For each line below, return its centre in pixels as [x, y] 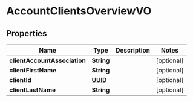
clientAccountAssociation [47, 60]
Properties [27, 33]
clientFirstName [33, 70]
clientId [21, 80]
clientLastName [33, 90]
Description [133, 50]
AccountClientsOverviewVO [79, 11]
